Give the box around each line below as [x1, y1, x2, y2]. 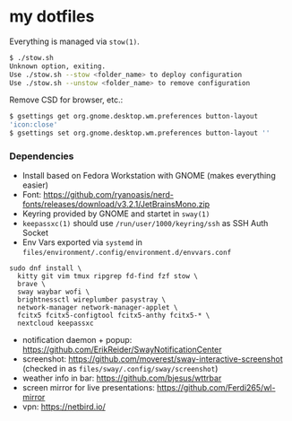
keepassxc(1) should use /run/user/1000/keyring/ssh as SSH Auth [21, 218, 269, 229]
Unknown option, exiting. [9, 61, 106, 71]
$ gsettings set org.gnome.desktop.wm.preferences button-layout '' [9, 128, 271, 138]
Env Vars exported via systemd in [21, 237, 143, 248]
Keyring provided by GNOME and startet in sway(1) [21, 208, 210, 219]
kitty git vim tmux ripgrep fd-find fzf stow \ [17, 272, 199, 281]
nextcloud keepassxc [17, 319, 94, 329]
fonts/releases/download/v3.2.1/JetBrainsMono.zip [21, 199, 210, 210]
